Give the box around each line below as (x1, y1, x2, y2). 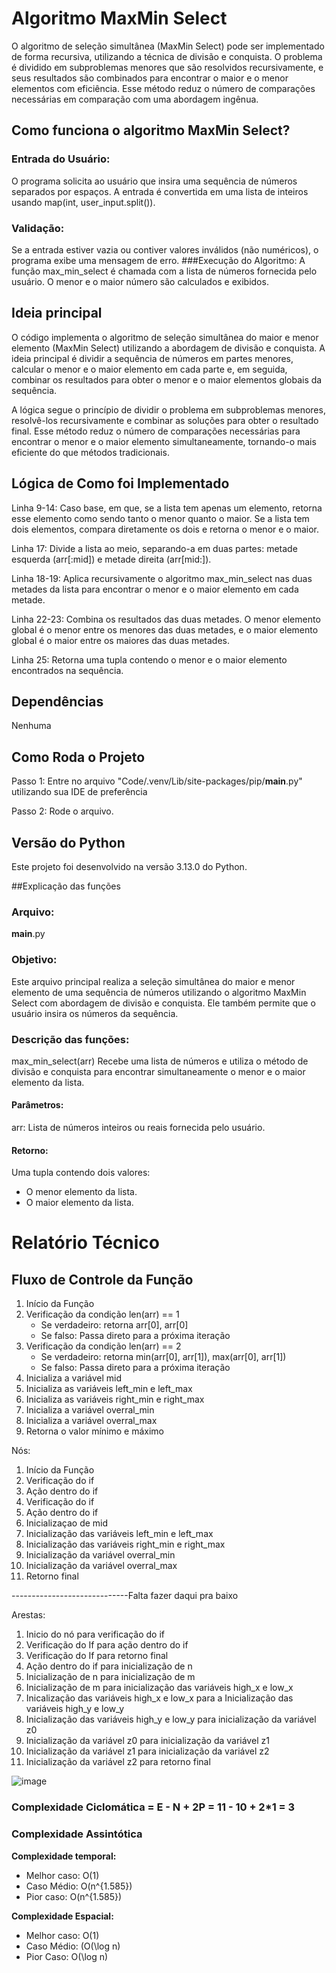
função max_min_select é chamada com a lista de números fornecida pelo (11, 265, 318, 277)
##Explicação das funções (11, 880, 121, 892)
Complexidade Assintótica (11, 1827, 143, 1841)
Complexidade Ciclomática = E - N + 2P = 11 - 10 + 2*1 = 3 (11, 1800, 296, 1814)
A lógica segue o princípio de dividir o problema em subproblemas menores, (11, 403, 326, 416)
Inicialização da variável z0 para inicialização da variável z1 (25, 1735, 270, 1747)
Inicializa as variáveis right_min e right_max (25, 1393, 205, 1406)
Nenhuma (11, 720, 52, 732)
